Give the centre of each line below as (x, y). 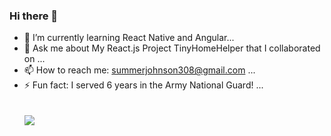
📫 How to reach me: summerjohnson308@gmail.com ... (139, 70)
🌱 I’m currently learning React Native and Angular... (129, 38)
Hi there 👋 (34, 16)
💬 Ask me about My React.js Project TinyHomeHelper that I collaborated (172, 48)
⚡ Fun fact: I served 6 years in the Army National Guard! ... (143, 85)
